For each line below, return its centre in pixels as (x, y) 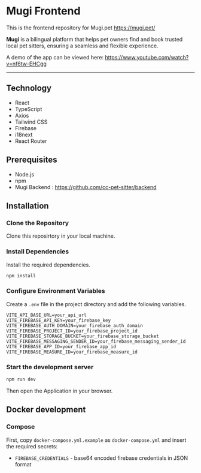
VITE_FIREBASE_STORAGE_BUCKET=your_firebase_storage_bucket (83, 336)
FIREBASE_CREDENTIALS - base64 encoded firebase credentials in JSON (101, 458)
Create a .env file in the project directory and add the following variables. (96, 304)
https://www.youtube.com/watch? (147, 57)
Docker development (46, 410)
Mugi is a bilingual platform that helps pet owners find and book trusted (95, 39)
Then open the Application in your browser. (60, 391)
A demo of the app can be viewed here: (55, 57)
